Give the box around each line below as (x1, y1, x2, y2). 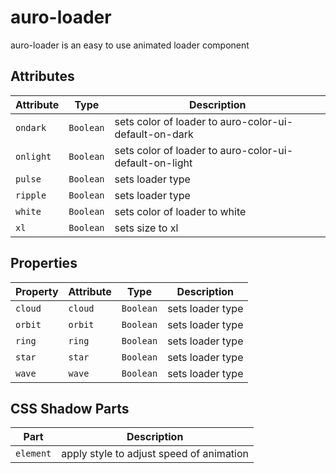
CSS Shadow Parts (10, 400, 130, 417)
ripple (15, 189, 47, 201)
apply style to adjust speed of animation (61, 447, 250, 461)
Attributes (10, 68, 75, 85)
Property (15, 284, 59, 298)
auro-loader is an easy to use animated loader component (10, 39, 250, 51)
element (15, 448, 52, 460)
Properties (10, 255, 78, 272)
